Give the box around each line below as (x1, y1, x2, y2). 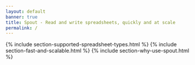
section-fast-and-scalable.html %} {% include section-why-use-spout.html (5, 47, 190, 54)
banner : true (5, 14, 38, 20)
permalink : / (5, 25, 38, 31)
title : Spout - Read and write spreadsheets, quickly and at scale (5, 19, 176, 25)
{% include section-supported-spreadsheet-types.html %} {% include (5, 41, 177, 48)
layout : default (5, 8, 46, 15)
